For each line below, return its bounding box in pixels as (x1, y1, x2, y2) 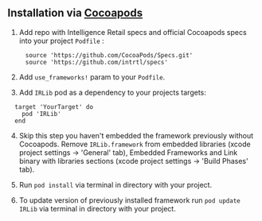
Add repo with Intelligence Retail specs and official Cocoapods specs (18, 27, 248, 37)
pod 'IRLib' (22, 110, 61, 118)
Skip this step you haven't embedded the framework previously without (18, 130, 254, 140)
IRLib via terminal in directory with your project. (18, 204, 176, 213)
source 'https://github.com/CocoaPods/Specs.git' (25, 51, 194, 59)
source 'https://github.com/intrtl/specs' (25, 58, 169, 66)
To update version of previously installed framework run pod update (18, 195, 240, 205)
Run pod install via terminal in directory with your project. (18, 180, 213, 189)
